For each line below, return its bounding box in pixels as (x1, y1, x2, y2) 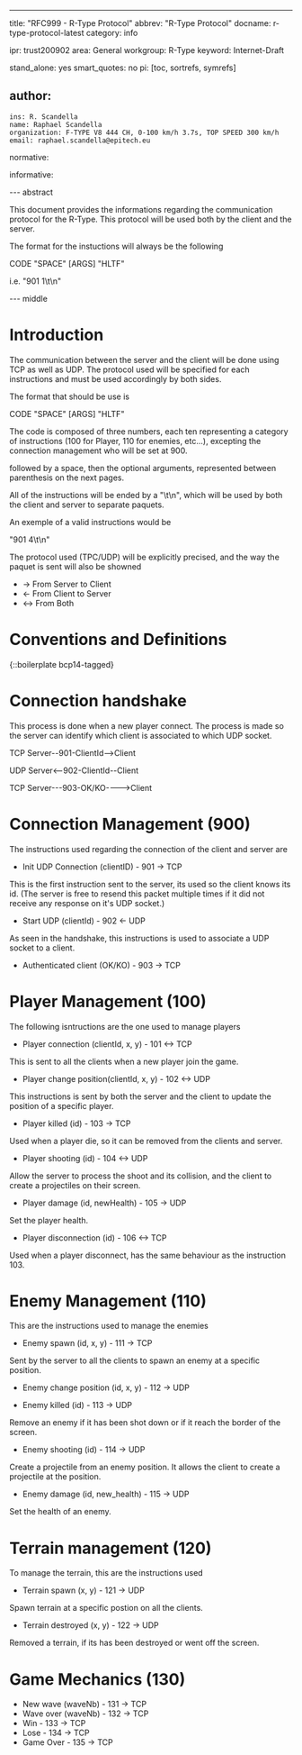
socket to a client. (9, 942, 75, 953)
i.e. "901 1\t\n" (9, 276, 61, 286)
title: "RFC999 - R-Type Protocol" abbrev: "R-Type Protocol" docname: (9, 18, 271, 28)
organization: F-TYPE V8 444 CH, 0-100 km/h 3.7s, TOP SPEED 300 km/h (9, 128, 280, 137)
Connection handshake (9, 690, 187, 711)
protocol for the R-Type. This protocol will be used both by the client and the (9, 214, 292, 224)
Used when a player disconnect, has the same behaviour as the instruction (9, 1250, 286, 1260)
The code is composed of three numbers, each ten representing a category (9, 425, 289, 437)
